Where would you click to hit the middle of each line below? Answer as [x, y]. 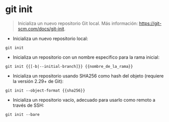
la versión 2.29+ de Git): [38, 81]
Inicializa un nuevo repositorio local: [50, 38]
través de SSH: [28, 105]
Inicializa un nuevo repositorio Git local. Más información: [78, 23]
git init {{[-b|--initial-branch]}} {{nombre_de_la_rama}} [69, 66]
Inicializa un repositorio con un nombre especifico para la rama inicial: [86, 57]
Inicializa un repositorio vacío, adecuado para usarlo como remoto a [84, 100]
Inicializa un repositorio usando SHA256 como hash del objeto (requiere [88, 76]
